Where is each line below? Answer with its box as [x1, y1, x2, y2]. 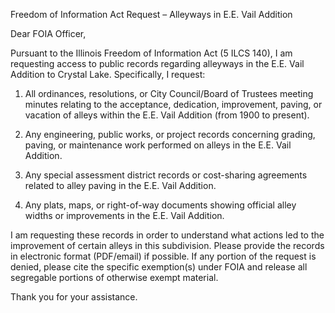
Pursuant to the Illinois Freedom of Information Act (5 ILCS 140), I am [10, 47, 293, 59]
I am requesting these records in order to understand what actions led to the [10, 229, 325, 241]
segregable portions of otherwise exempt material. [10, 272, 219, 283]
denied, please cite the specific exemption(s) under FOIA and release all [10, 261, 308, 273]
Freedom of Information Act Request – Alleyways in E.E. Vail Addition [10, 9, 293, 20]
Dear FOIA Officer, [10, 28, 87, 39]
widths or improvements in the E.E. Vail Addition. [24, 210, 225, 221]
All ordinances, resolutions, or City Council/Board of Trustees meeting [24, 88, 314, 99]
